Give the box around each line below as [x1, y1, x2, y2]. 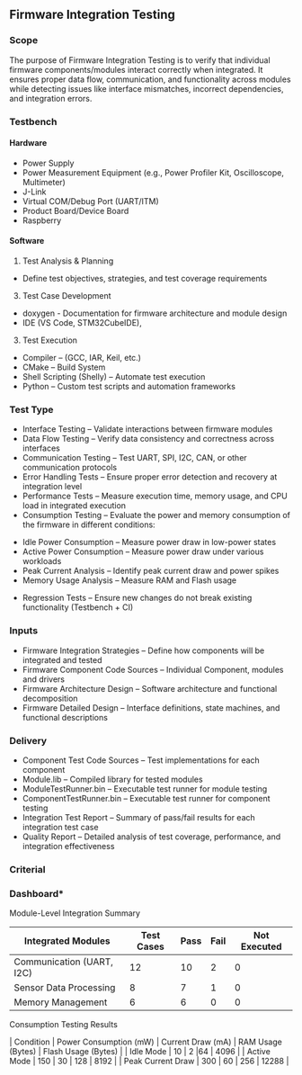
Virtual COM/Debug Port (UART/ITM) [22, 195, 159, 206]
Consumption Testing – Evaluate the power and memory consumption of [22, 510, 290, 521]
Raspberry [22, 215, 62, 226]
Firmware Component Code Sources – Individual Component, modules [22, 664, 284, 675]
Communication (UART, [13, 955, 114, 968]
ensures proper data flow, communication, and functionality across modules [9, 74, 291, 85]
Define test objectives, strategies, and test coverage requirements [22, 273, 268, 284]
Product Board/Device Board [22, 205, 129, 216]
